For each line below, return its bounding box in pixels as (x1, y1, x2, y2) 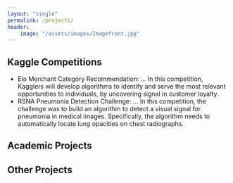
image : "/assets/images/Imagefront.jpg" (20, 30, 140, 37)
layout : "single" (7, 10, 58, 18)
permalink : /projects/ (7, 17, 74, 24)
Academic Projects (7, 140, 93, 152)
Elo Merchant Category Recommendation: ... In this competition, (17, 75, 203, 83)
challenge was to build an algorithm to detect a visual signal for (17, 105, 201, 113)
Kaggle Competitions (7, 56, 102, 68)
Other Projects (7, 163, 73, 176)
